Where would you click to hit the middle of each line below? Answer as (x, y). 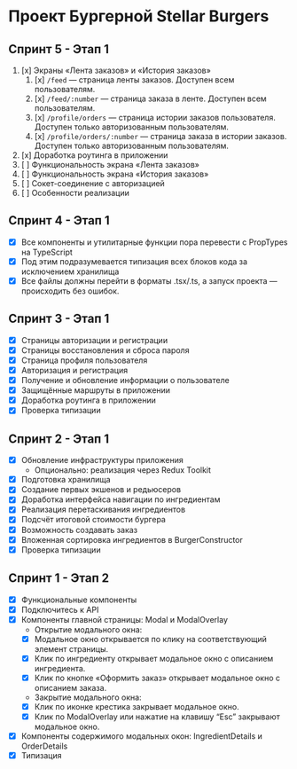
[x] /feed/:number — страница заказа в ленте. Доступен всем (150, 98)
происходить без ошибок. (70, 291)
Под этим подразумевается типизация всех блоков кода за (134, 261)
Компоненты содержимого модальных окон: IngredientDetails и (142, 736)
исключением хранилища (70, 271)
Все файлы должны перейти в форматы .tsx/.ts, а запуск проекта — (149, 280)
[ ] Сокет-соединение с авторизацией (93, 183)
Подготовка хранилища (66, 480)
